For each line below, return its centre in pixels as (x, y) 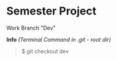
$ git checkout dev (45, 51)
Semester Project (51, 11)
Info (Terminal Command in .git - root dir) (59, 39)
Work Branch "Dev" (31, 28)
